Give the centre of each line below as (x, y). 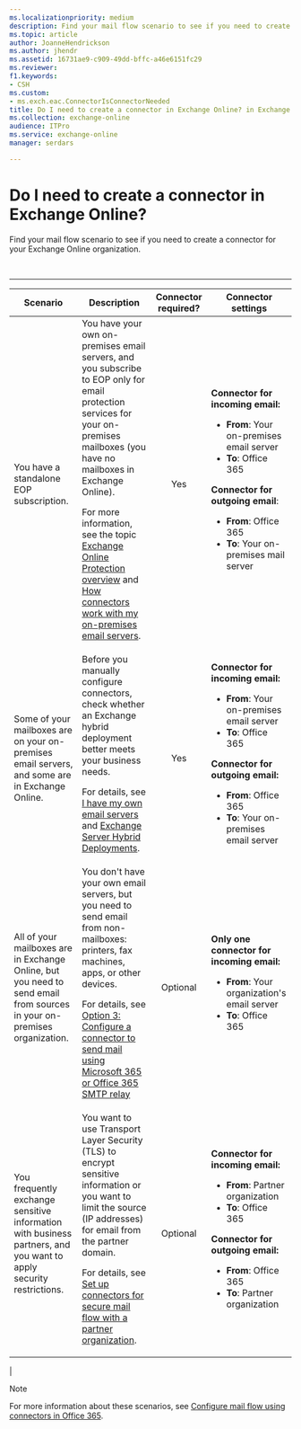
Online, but (37, 970)
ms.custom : (30, 93)
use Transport (112, 1129)
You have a (37, 466)
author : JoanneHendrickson (60, 43)
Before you (105, 659)
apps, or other (112, 972)
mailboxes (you (114, 447)
